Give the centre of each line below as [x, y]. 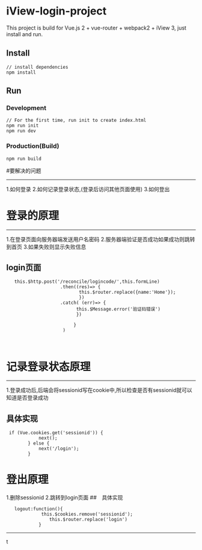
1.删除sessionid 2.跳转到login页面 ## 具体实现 [65, 498]
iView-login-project [57, 11]
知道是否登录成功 [27, 398]
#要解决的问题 [24, 171]
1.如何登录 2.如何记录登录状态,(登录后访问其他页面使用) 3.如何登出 [88, 189]
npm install [21, 72]
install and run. [25, 34]
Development [26, 108]
